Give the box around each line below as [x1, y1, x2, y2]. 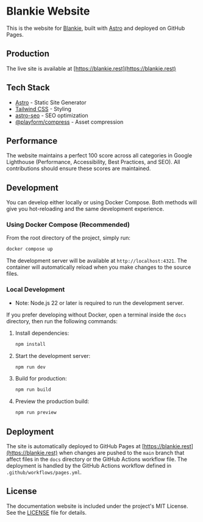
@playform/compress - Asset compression [15, 118, 124, 126]
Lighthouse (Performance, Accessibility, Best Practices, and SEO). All [6, 159, 180, 166]
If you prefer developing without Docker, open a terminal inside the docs [6, 311, 187, 318]
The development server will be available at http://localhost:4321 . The [6, 257, 187, 265]
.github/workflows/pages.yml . [6, 468, 82, 476]
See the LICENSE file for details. [6, 509, 87, 516]
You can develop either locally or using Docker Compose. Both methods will [6, 199, 197, 206]
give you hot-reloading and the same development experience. [6, 206, 165, 213]
